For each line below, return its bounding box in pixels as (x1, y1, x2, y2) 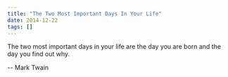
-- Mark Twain (7, 64, 49, 72)
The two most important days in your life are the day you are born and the (7, 43, 222, 51)
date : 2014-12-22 (7, 17, 58, 24)
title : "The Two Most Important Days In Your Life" (7, 10, 162, 17)
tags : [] (7, 23, 33, 30)
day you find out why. (7, 50, 70, 58)
